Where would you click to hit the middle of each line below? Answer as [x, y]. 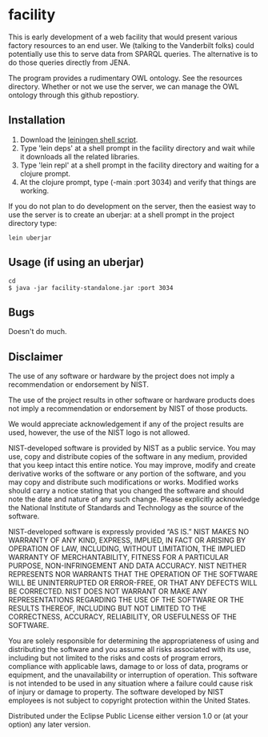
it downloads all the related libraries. [80, 156]
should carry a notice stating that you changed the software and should [126, 491]
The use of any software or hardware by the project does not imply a [122, 376]
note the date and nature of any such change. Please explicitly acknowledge [134, 499]
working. [34, 191]
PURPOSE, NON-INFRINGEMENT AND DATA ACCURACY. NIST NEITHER [127, 566]
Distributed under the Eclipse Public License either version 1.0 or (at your [128, 716]
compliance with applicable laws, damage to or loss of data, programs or [128, 667]
